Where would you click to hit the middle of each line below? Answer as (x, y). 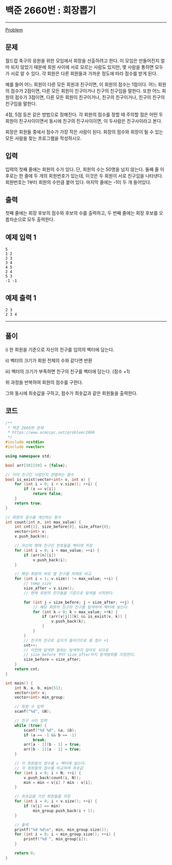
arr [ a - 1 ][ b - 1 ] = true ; (52, 744)
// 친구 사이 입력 (31, 721)
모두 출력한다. (41, 220)
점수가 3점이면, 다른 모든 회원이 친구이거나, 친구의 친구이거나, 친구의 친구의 (90, 97)
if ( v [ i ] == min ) (42, 806)
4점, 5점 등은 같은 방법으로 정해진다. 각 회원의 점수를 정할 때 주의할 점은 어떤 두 (84, 114)
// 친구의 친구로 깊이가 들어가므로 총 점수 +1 (66, 640)
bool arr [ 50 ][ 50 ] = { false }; (36, 465)
